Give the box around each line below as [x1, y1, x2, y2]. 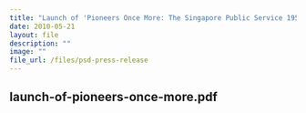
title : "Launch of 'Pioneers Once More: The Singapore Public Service [9, 13, 283, 23]
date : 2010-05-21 [9, 22, 76, 31]
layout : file [9, 30, 59, 39]
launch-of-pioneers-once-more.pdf [9, 89, 219, 105]
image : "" [9, 47, 47, 56]
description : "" [9, 38, 71, 48]
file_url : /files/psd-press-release [9, 56, 148, 65]
